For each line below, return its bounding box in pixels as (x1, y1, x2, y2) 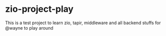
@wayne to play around (5, 25, 53, 31)
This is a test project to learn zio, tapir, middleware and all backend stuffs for (5, 20, 161, 26)
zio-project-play (5, 3, 74, 15)
